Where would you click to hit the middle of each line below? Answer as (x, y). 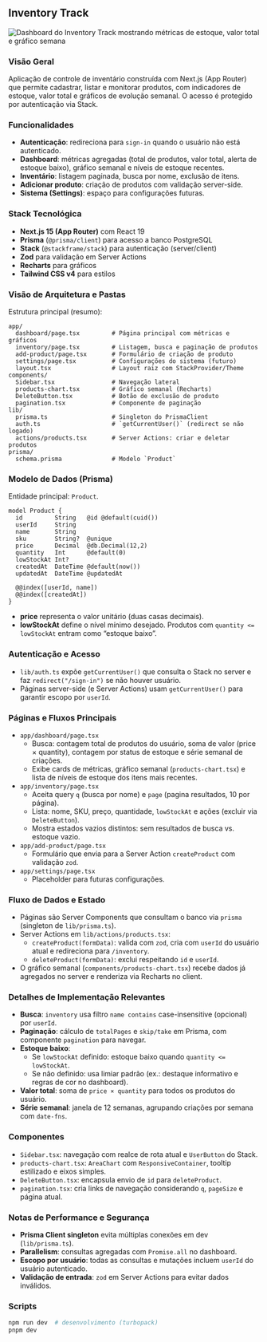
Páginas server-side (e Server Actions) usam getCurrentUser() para (131, 689)
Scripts (23, 1306)
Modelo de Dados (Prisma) (61, 479)
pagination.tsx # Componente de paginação (108, 403)
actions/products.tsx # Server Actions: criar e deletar (122, 438)
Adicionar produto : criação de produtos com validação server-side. (131, 185)
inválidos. (35, 1286)
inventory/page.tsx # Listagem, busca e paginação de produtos (137, 347)
